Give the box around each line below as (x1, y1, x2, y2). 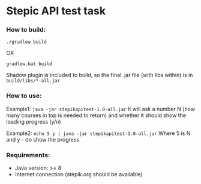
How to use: (6, 91, 42, 100)
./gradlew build (6, 39, 47, 45)
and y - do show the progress (6, 136, 80, 143)
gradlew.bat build (6, 61, 52, 67)
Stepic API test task (6, 4, 106, 18)
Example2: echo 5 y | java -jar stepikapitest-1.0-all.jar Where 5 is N (6, 130, 191, 137)
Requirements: (6, 151, 50, 159)
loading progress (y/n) (6, 118, 61, 125)
